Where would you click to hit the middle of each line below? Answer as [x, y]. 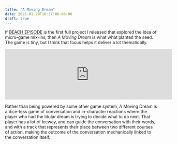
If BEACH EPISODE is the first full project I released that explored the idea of [81, 32]
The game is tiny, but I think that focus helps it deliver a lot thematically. [76, 43]
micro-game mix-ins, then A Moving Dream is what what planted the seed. [79, 37]
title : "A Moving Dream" [30, 9]
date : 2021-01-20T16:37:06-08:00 [39, 14]
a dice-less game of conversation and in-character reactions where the [76, 112]
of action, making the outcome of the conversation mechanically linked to [78, 132]
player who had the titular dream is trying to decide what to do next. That [78, 117]
